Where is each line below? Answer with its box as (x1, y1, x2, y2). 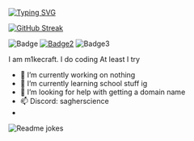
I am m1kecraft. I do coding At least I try (8, 55, 140, 64)
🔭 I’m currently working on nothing (19, 70, 136, 80)
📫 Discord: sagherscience (19, 97, 109, 106)
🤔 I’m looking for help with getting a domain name (19, 87, 186, 97)
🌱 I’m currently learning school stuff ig (19, 79, 148, 88)
